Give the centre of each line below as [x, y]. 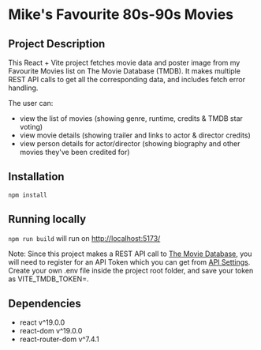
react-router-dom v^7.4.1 [60, 339]
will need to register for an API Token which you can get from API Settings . [129, 262]
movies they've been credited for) [75, 152]
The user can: [31, 103]
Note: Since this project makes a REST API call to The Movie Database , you [130, 254]
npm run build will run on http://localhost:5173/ [84, 238]
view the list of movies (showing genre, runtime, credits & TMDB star [131, 119]
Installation [36, 177]
